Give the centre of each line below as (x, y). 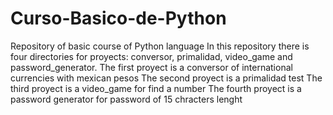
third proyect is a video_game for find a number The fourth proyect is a (156, 88)
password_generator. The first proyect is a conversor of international (151, 67)
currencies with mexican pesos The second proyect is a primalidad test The (166, 78)
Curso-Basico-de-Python (118, 18)
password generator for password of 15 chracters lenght (126, 99)
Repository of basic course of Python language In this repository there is (160, 46)
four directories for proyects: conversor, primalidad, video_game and (151, 56)
